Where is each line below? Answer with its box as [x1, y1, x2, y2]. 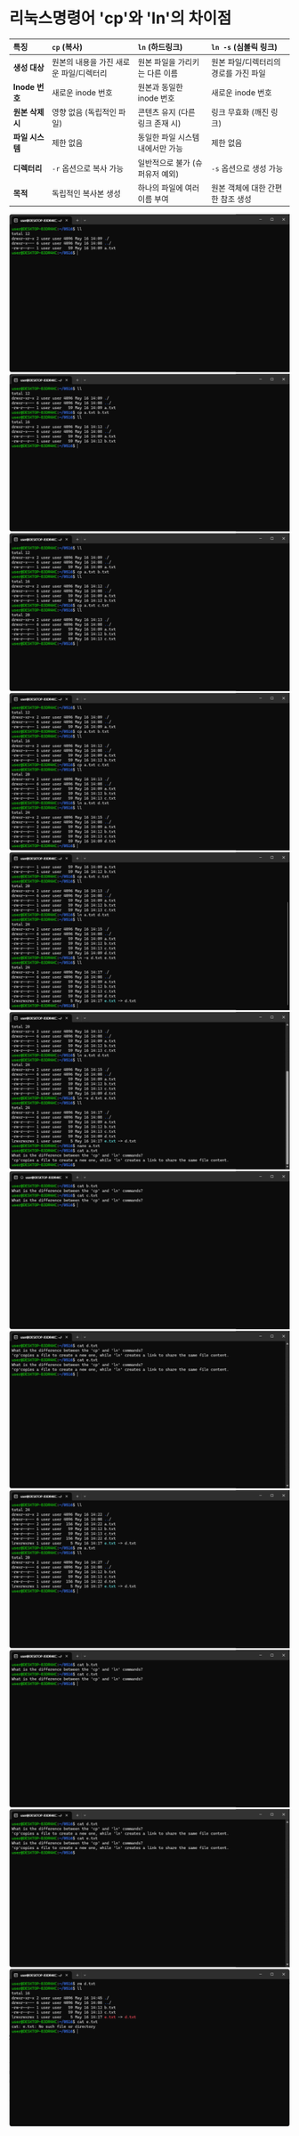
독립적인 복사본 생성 [52, 188, 122, 199]
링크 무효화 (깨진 [211, 107, 270, 118]
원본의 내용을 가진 [52, 56, 114, 67]
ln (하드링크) [137, 42, 183, 53]
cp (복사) [52, 42, 83, 53]
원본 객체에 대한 [211, 182, 266, 192]
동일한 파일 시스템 [137, 132, 200, 143]
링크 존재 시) [137, 118, 182, 129]
